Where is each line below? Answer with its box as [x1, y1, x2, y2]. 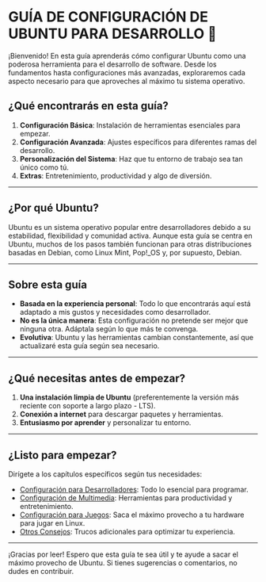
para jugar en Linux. [19, 519, 85, 527]
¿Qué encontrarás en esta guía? [8, 99, 169, 113]
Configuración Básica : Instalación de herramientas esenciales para [19, 120, 241, 130]
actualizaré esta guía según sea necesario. [19, 341, 160, 350]
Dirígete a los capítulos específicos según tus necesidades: [8, 469, 203, 479]
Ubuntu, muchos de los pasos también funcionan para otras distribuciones [8, 239, 252, 249]
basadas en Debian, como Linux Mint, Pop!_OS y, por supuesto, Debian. [8, 247, 242, 257]
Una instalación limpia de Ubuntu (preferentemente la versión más [19, 392, 239, 402]
